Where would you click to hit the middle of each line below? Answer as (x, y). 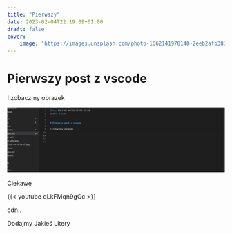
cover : (17, 37)
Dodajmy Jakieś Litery (39, 224)
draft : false (26, 29)
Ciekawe (20, 184)
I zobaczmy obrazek (36, 98)
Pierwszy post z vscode (77, 79)
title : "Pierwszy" (33, 14)
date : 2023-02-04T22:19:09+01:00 (55, 22)
